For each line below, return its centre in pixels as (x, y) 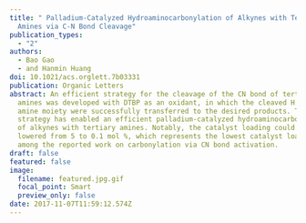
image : (22, 170)
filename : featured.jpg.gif (71, 178)
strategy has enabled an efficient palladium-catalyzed (126, 119)
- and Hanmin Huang (55, 69)
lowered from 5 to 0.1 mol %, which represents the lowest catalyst (150, 137)
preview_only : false (56, 196)
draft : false (34, 153)
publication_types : (46, 35)
